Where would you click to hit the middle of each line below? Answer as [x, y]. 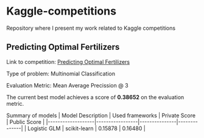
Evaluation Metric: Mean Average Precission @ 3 [68, 85]
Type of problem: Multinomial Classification [61, 74]
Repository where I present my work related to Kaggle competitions [91, 28]
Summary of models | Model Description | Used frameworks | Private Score [101, 115]
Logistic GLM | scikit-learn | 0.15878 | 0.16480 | [86, 128]
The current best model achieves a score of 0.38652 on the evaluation [95, 97]
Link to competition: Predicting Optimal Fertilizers [68, 61]
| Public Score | [26, 122]
